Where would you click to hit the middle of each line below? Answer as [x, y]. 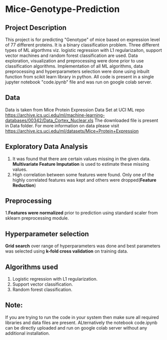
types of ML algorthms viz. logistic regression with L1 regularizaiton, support [83, 50]
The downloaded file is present [126, 120]
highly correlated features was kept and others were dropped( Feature [84, 180]
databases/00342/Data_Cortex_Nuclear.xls [49, 120]
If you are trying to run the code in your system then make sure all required [82, 317]
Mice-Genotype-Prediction [63, 9]
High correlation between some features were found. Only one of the [83, 174]
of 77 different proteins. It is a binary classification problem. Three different [82, 45]
